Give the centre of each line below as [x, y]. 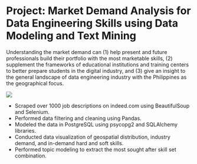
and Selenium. [32, 112]
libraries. [25, 130]
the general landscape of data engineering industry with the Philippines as [96, 77]
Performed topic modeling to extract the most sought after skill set [96, 149]
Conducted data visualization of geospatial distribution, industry [93, 137]
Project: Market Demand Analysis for [98, 11]
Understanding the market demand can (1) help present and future [87, 52]
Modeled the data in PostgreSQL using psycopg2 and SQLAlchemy [96, 124]
